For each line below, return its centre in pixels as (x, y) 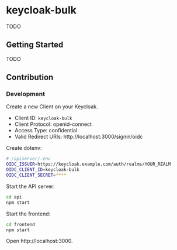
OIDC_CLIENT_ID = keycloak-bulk (43, 170)
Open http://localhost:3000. (39, 241)
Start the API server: (30, 186)
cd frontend (20, 224)
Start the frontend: (28, 214)
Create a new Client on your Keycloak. (52, 107)
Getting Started (35, 45)
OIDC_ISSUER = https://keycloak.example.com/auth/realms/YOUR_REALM (88, 165)
